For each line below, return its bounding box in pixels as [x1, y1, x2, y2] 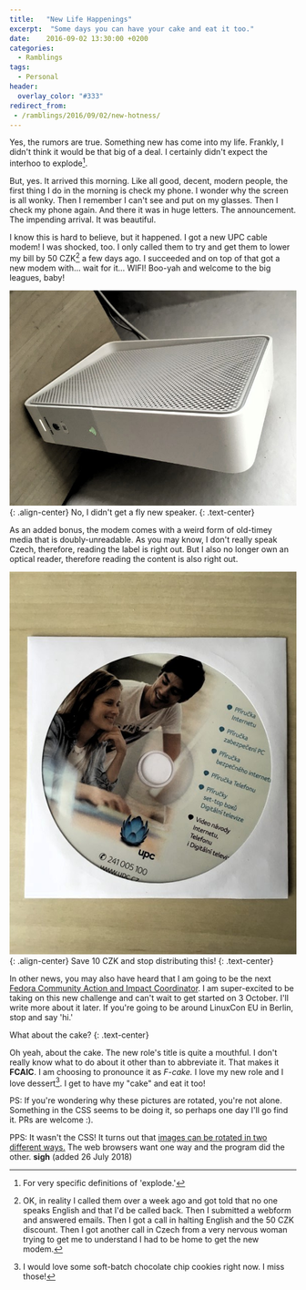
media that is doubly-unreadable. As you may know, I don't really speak [9, 534, 278, 545]
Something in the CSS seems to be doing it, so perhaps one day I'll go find [9, 1105, 289, 1116]
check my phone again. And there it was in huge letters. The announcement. [9, 205, 297, 216]
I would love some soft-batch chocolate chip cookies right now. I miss [22, 1262, 285, 1273]
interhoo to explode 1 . [9, 156, 88, 169]
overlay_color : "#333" [17, 91, 104, 100]
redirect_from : [9, 101, 67, 110]
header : [9, 82, 39, 91]
